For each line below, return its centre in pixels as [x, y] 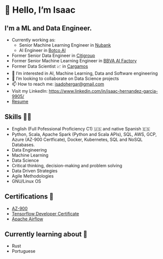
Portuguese [23, 251]
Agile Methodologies [33, 176]
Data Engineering [29, 150]
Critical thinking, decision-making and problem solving [67, 165]
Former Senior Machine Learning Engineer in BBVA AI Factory [74, 61]
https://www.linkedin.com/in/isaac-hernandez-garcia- [103, 91]
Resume [20, 102]
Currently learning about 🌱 [46, 234]
